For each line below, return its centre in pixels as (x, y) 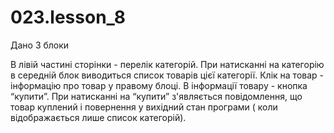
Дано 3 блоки (40, 45)
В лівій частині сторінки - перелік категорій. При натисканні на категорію (167, 64)
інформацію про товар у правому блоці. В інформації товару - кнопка (159, 85)
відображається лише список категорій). (98, 117)
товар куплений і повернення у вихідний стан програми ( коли (144, 107)
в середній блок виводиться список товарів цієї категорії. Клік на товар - (167, 75)
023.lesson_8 (68, 17)
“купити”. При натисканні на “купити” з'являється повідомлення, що (156, 96)
